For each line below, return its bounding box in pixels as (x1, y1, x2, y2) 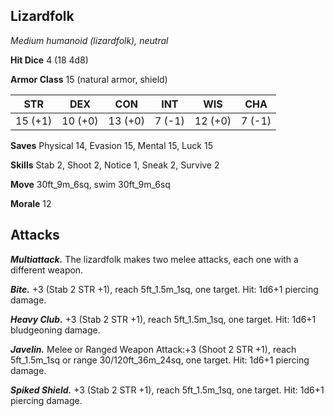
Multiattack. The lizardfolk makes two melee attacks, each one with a (10, 253, 299, 265)
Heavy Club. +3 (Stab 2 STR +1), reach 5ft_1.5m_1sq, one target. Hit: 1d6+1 (10, 313, 317, 325)
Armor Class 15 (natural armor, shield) (10, 73, 168, 85)
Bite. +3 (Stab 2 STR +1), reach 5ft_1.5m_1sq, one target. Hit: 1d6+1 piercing (10, 283, 319, 295)
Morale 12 (10, 197, 52, 209)
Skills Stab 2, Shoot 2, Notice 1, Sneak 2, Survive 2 (10, 159, 220, 171)
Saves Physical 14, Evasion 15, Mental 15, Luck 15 (10, 139, 213, 151)
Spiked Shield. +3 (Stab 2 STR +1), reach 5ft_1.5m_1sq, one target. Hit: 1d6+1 (10, 384, 325, 396)
